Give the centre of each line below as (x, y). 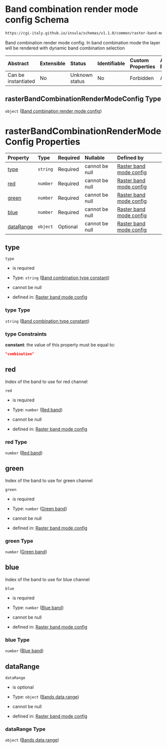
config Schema (37, 20)
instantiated (21, 81)
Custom (139, 60)
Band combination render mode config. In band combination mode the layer (83, 42)
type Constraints (26, 334)
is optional (23, 687)
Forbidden (142, 78)
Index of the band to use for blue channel (47, 579)
